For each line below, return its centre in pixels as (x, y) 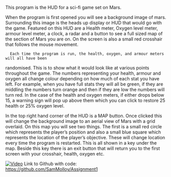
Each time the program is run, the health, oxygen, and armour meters (87, 54)
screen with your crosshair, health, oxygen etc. (55, 154)
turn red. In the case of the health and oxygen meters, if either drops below (85, 95)
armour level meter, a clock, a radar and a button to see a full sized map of (84, 34)
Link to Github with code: (50, 164)
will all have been (26, 58)
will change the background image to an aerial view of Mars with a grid (80, 121)
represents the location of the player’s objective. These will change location (85, 137)
